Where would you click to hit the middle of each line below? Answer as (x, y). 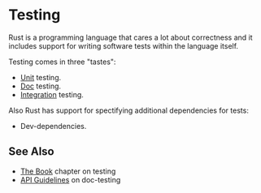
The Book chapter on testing (68, 171)
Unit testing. (41, 77)
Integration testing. (52, 94)
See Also (31, 152)
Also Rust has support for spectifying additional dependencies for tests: (129, 110)
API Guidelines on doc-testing (70, 179)
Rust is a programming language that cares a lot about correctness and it (130, 37)
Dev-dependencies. (53, 126)
